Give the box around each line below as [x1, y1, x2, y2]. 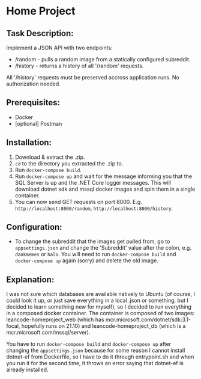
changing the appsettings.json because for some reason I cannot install [6, 347, 185, 354]
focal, [6, 322, 20, 330]
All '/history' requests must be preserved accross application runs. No [6, 74, 180, 81]
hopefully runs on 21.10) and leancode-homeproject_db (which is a [21, 322, 186, 330]
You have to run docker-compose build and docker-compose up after [6, 340, 172, 348]
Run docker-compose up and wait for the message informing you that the [14, 173, 193, 180]
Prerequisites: [6, 97, 60, 108]
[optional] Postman [14, 120, 62, 127]
